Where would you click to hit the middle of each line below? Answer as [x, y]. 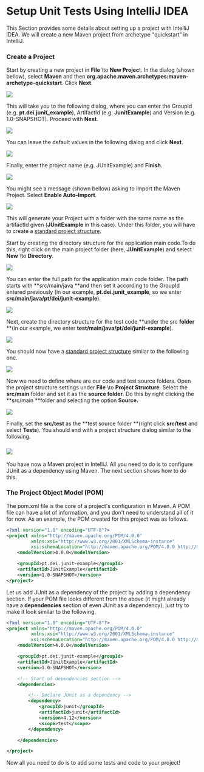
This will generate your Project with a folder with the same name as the [95, 218]
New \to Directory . [30, 256]
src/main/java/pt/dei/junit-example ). [54, 299]
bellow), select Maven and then [46, 77]
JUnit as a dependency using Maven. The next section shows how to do [97, 470]
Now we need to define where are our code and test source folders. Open [99, 381]
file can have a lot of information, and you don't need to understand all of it [100, 512]
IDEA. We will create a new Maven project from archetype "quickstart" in [97, 34]
